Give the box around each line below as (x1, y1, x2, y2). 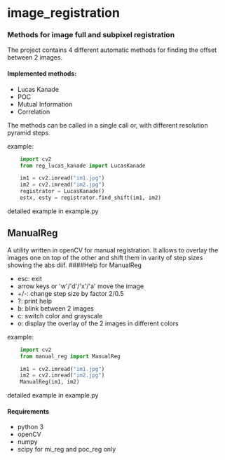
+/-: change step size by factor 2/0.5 (17, 289, 124, 297)
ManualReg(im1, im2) (20, 379, 80, 386)
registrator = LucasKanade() (20, 188, 105, 195)
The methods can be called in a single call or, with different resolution (7, 121, 208, 129)
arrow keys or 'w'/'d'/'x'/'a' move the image (17, 282, 144, 290)
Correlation (17, 107, 50, 116)
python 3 (17, 423, 44, 431)
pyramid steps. (7, 128, 50, 137)
